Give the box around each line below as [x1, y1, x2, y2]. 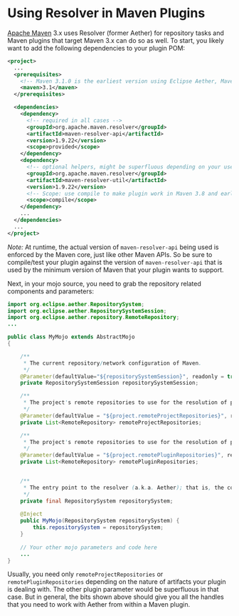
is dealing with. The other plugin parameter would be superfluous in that [7, 585, 219, 594]
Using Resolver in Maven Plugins [7, 5, 206, 21]
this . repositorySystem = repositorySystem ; [33, 524, 164, 531]
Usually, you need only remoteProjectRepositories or [7, 570, 164, 579]
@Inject [20, 510, 43, 518]
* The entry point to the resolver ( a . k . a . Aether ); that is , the [23, 484, 224, 491]
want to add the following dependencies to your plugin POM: [7, 44, 186, 52]
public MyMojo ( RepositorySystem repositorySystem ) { [20, 517, 180, 525]
